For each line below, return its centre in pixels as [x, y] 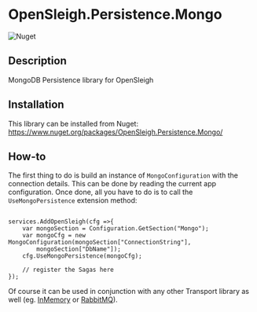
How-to [27, 156]
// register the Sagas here [68, 270]
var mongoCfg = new [54, 236]
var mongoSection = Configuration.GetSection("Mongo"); [116, 229]
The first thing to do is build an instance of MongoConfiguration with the [123, 175]
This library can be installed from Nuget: [73, 123]
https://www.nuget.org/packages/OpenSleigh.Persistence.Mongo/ [116, 132]
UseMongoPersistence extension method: [73, 200]
